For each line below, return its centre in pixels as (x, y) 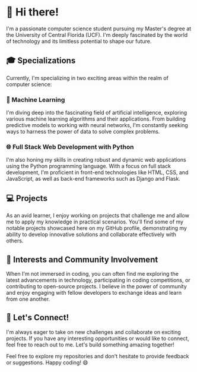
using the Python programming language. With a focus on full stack (88, 166)
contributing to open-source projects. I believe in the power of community (96, 286)
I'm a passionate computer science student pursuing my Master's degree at (99, 29)
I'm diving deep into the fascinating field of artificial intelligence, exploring (97, 113)
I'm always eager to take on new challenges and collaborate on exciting (93, 332)
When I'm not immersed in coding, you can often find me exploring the (93, 273)
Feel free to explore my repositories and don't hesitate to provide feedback (98, 356)
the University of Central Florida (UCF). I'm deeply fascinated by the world (97, 34)
